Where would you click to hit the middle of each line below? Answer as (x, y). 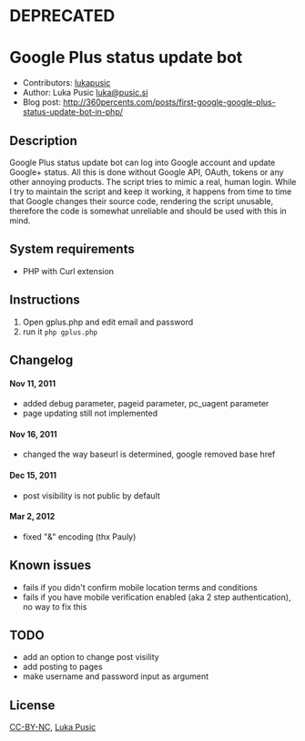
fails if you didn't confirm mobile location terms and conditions (140, 587)
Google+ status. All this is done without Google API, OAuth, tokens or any (147, 172)
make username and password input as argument (116, 676)
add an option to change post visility (91, 657)
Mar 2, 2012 (32, 517)
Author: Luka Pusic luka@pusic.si (85, 93)
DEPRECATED (62, 16)
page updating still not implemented (90, 413)
